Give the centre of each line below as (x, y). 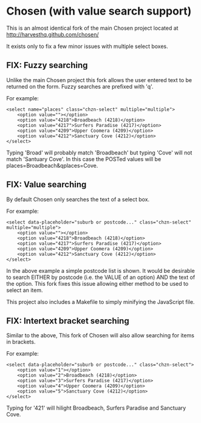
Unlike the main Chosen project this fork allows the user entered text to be (99, 80)
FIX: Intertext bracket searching (68, 321)
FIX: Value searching (46, 184)
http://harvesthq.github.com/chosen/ (53, 34)
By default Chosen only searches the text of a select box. (78, 199)
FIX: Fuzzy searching (47, 65)
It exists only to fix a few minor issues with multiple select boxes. (87, 46)
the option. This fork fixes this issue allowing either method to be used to (97, 283)
